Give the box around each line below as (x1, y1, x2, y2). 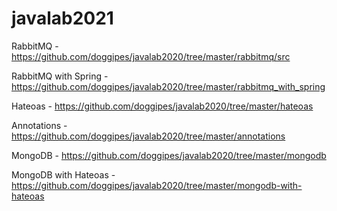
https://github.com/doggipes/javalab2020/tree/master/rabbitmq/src (11, 50, 291, 62)
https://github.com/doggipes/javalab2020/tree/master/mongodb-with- (11, 179, 303, 191)
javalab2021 (11, 7, 114, 30)
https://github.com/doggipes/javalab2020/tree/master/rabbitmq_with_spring (11, 80, 326, 92)
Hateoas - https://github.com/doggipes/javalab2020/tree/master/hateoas (11, 100, 314, 112)
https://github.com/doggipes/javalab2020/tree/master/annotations (11, 130, 286, 142)
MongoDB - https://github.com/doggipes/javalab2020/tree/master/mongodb (11, 149, 327, 161)
